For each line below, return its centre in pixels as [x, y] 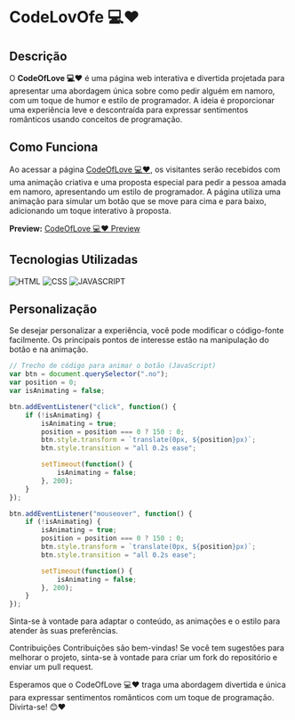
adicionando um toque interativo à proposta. [90, 210]
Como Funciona [54, 147]
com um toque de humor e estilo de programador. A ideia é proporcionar [142, 100]
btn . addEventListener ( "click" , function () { [93, 406]
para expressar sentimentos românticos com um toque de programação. [142, 698]
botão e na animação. [49, 349]
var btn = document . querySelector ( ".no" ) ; [89, 374]
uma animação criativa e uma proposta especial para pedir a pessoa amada [148, 182]
